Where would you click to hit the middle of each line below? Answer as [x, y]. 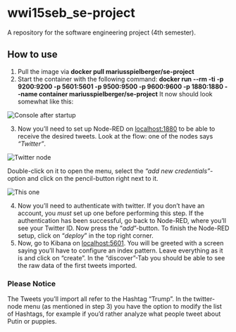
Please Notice [32, 283]
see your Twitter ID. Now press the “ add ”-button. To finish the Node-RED [123, 228]
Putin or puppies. [32, 321]
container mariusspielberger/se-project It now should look [125, 94]
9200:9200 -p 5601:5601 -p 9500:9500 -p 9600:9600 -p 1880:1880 [120, 87]
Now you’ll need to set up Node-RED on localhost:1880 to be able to [116, 129]
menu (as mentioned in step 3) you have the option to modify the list [123, 307]
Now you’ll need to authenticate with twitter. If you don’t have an [111, 205]
